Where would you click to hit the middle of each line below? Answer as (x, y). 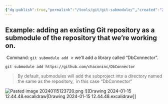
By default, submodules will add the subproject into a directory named (90, 76)
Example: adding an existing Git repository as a (80, 30)
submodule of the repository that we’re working (81, 38)
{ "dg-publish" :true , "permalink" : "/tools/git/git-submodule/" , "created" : (82, 10)
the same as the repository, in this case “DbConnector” (75, 81)
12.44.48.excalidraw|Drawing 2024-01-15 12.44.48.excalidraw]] (71, 96)
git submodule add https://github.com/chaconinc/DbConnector (70, 67)
